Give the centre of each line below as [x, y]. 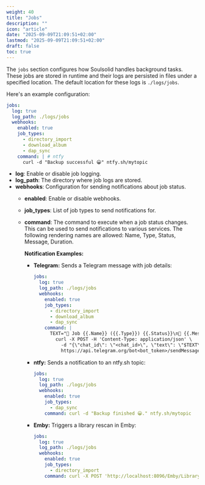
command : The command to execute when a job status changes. [106, 222]
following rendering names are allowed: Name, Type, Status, [100, 235]
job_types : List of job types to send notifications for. [90, 210]
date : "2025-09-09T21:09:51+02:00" [52, 35]
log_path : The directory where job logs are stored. [78, 180]
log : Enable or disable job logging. [58, 174]
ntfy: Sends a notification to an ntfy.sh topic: [89, 362]
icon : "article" [27, 29]
